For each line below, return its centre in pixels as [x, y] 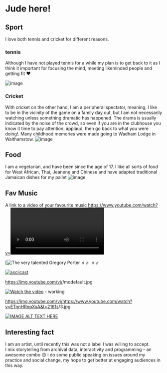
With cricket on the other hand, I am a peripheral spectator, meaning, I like [81, 107]
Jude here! [28, 9]
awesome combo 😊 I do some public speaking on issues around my [75, 355]
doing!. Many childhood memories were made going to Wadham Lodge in [81, 133]
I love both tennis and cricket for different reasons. [57, 39]
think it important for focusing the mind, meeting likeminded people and [79, 68]
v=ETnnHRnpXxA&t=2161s [32, 307]
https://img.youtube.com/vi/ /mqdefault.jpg [49, 282]
